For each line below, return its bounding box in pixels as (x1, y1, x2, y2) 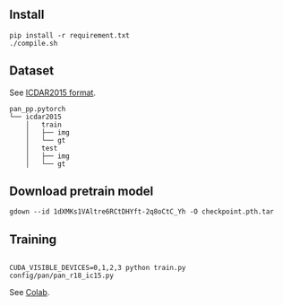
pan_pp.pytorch (9, 104, 66, 113)
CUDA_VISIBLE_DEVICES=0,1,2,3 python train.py (9, 264, 186, 273)
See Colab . (9, 287, 50, 298)
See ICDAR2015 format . (9, 87, 97, 98)
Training (9, 232, 57, 247)
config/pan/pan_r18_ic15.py (9, 271, 115, 281)
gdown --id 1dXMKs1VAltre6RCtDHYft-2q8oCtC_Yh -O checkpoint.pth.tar (9, 207, 275, 216)
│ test (25, 144, 58, 153)
